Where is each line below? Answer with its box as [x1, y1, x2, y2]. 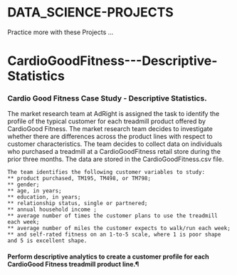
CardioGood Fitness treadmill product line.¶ [7, 260, 139, 269]
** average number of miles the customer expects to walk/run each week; [7, 225, 231, 232]
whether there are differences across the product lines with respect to [7, 133, 213, 141]
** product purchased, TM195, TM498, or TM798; [7, 175, 152, 182]
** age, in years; [7, 187, 62, 194]
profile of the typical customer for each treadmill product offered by [7, 117, 206, 125]
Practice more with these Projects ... [7, 28, 114, 36]
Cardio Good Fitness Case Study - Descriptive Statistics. [7, 93, 208, 103]
